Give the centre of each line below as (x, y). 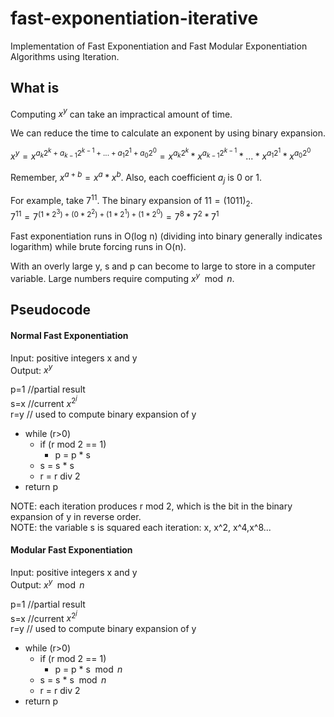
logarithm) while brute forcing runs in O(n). (98, 247)
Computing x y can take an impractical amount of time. (121, 113)
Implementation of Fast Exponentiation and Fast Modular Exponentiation (159, 46)
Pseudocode (51, 310)
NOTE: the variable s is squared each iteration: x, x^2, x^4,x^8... (141, 527)
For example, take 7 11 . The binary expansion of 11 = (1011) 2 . (131, 201)
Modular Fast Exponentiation (71, 550)
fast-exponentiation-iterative (134, 18)
